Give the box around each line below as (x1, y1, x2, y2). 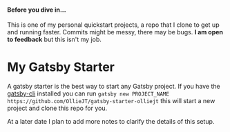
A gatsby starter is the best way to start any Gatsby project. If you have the (7, 82, 220, 91)
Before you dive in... (7, 5, 67, 14)
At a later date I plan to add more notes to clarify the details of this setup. (7, 118, 215, 126)
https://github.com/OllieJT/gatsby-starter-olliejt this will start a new (7, 97, 215, 105)
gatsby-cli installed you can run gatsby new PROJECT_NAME (7, 89, 169, 98)
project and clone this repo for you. (7, 104, 108, 113)
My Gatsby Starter (7, 59, 115, 75)
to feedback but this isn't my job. (7, 35, 102, 44)
